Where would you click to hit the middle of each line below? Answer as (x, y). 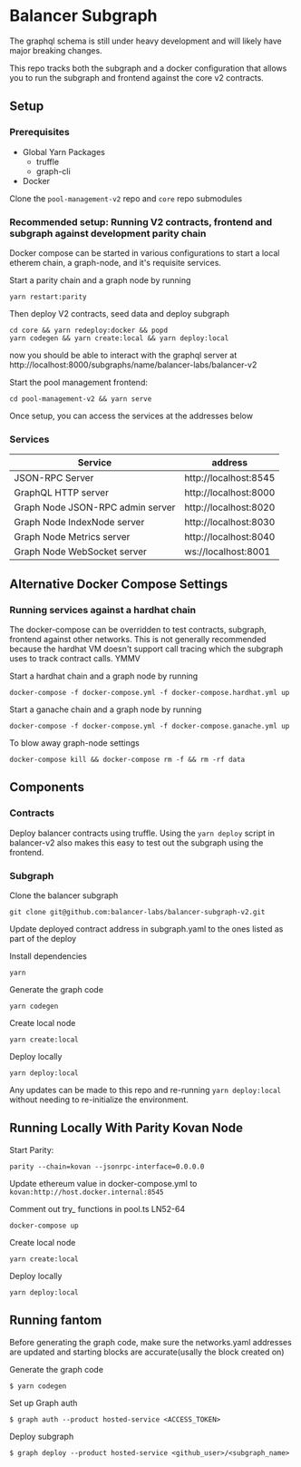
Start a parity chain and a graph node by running (100, 280)
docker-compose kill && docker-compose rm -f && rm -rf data (127, 759)
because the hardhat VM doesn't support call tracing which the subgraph (146, 649)
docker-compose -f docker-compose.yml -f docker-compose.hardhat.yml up (150, 692)
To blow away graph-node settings (75, 743)
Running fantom (56, 1320)
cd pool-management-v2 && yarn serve (81, 399)
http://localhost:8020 (230, 507)
